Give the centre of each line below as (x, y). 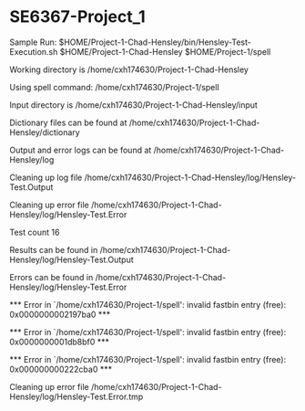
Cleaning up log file (46, 177)
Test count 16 (35, 232)
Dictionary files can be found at (68, 122)
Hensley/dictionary (45, 132)
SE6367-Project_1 (77, 17)
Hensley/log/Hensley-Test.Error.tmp (76, 396)
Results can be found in (54, 249)
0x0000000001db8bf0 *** (60, 342)
